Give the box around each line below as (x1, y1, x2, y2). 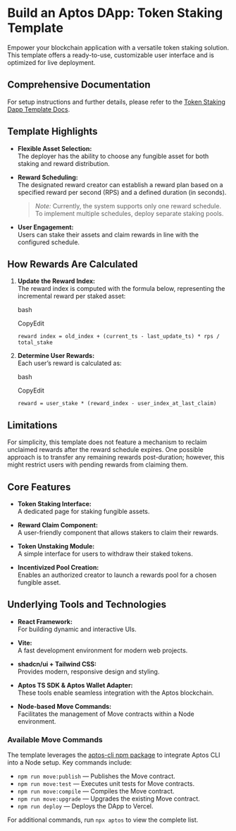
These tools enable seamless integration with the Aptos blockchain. (17, 688, 214, 697)
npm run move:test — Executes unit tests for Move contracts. (17, 779, 195, 788)
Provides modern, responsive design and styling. (17, 667, 160, 676)
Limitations (7, 419, 58, 431)
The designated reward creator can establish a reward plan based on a (17, 180, 223, 189)
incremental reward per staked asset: (17, 292, 126, 301)
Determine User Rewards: (17, 352, 95, 360)
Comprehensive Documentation (7, 79, 151, 91)
